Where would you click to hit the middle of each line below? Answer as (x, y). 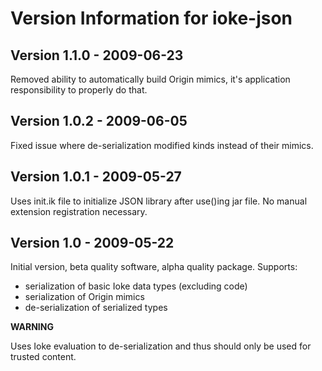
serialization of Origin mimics (84, 297)
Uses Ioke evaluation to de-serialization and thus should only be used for (161, 346)
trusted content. (43, 357)
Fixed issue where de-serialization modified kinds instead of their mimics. (162, 145)
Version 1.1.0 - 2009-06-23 (97, 55)
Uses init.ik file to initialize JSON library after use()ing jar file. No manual (159, 201)
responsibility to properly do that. (79, 90)
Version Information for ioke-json (151, 18)
